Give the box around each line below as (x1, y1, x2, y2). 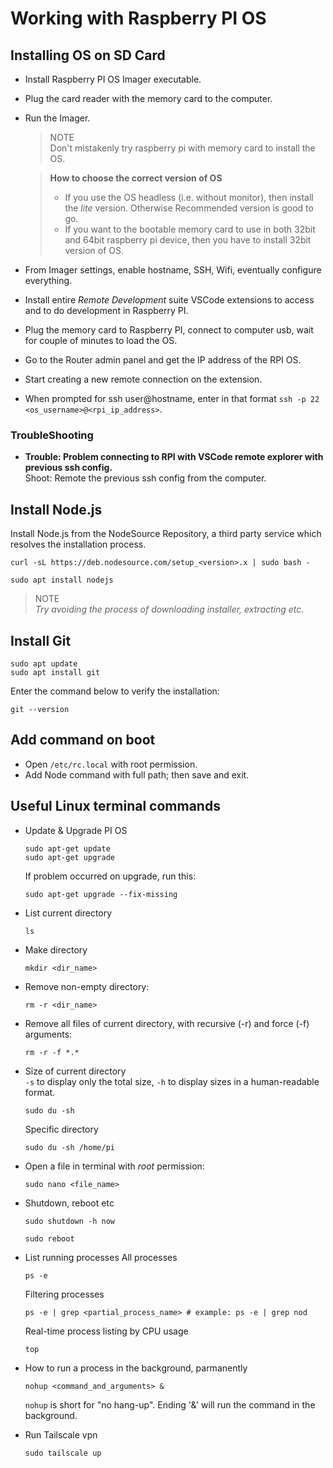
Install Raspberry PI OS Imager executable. (24, 73, 202, 85)
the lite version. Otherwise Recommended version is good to (64, 202, 314, 214)
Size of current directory (24, 1065, 127, 1077)
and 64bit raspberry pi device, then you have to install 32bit (64, 234, 312, 246)
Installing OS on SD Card (10, 47, 166, 64)
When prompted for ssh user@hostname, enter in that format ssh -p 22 (24, 393, 320, 404)
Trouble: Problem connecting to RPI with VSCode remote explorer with (24, 451, 324, 463)
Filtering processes (24, 1288, 105, 1300)
